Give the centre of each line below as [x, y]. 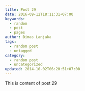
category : [15, 55]
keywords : [15, 19]
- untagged [21, 51]
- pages [17, 32]
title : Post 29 [21, 10]
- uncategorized [26, 64]
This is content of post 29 [31, 83]
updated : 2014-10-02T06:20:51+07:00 [42, 69]
